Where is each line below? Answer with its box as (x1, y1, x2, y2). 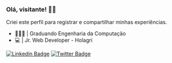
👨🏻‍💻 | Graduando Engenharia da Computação (14, 30, 126, 37)
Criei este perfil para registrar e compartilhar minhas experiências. (6, 19, 167, 26)
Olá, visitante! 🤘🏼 (6, 5, 57, 14)
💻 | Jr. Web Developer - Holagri (14, 37, 93, 44)
